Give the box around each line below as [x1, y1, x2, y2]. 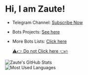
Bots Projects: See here [12, 29, 60, 35]
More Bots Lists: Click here [12, 38, 67, 44]
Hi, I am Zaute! [5, 3, 65, 15]
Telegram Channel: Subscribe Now [12, 19, 83, 25]
